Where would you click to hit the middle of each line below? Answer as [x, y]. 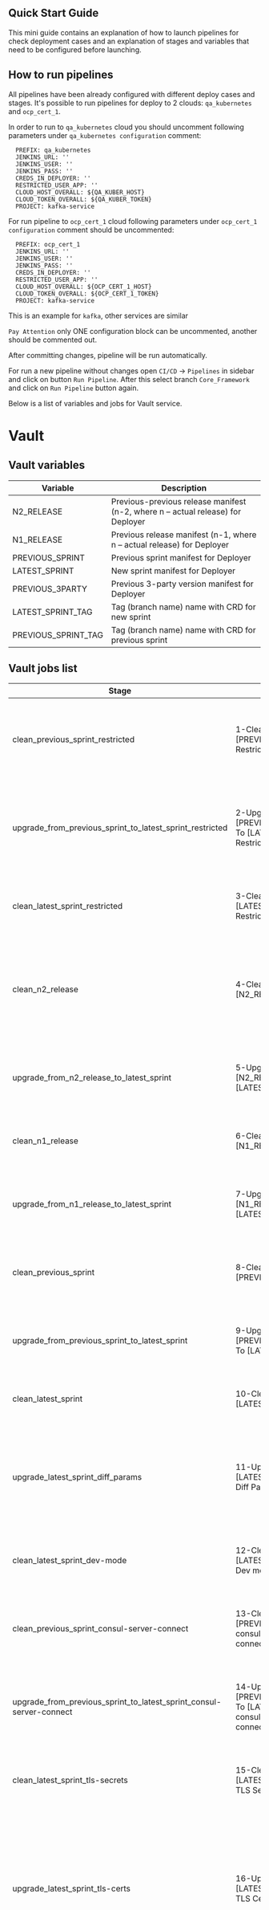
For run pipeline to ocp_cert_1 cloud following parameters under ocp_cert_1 [133, 221]
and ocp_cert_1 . [35, 111]
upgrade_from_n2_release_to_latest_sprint [92, 1077]
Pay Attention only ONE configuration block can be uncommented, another [133, 331]
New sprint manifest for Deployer [173, 571]
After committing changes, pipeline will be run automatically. [108, 355]
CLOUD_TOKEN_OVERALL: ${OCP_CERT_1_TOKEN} [87, 293]
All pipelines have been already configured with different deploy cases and [132, 94]
